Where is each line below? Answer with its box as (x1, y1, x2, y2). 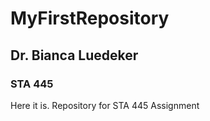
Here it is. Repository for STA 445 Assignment (10, 99, 200, 111)
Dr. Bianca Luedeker (10, 47, 139, 64)
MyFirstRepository (10, 7, 170, 30)
